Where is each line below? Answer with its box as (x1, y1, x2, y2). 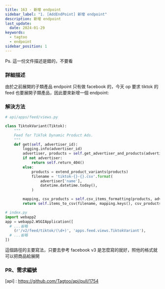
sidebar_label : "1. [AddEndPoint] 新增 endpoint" (5, 12, 107, 17)
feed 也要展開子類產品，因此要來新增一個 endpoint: (5, 90, 109, 96)
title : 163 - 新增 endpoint (5, 7, 61, 12)
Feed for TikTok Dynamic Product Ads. (14, 132, 93, 138)
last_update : (5, 21, 32, 26)
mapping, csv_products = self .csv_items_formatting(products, (23, 196, 153, 202)
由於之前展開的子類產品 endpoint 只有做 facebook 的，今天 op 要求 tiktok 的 (5, 83, 159, 89)
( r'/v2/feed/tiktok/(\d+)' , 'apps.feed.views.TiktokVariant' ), (14, 228, 146, 233)
